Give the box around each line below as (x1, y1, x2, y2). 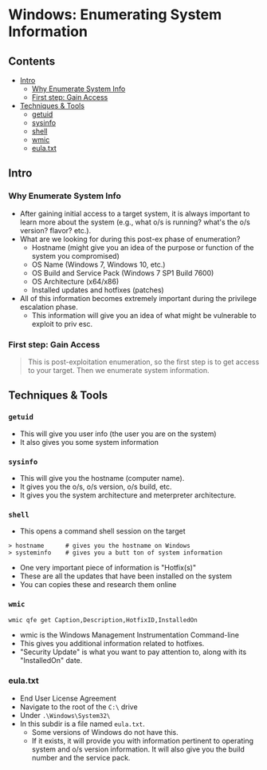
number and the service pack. (31, 752, 131, 762)
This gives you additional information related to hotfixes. (19, 638, 205, 648)
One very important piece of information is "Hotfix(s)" (19, 563, 197, 573)
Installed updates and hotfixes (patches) (31, 285, 165, 295)
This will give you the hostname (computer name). (19, 473, 185, 482)
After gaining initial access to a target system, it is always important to (19, 208, 250, 218)
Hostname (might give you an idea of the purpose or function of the (31, 242, 254, 252)
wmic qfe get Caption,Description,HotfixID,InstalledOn (8, 616, 198, 624)
